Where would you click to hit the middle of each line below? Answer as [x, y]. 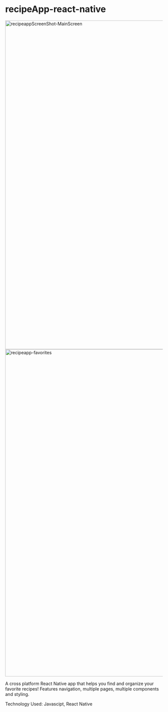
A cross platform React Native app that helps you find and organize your [79, 683]
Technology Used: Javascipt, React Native [49, 704]
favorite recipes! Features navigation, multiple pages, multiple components [82, 689]
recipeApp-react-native [55, 9]
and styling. [17, 694]
